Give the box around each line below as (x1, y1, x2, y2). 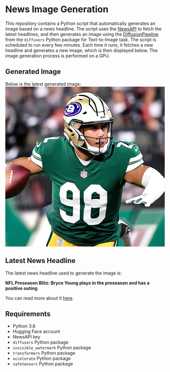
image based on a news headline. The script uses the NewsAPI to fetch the (5, 25, 162, 31)
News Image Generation (5, 4, 109, 15)
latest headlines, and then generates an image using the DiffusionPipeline (5, 31, 158, 37)
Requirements (5, 310, 51, 318)
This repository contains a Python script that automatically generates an (5, 20, 156, 26)
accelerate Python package (12, 355, 71, 361)
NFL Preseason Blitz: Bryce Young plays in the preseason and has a (5, 280, 150, 286)
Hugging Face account (12, 328, 61, 334)
